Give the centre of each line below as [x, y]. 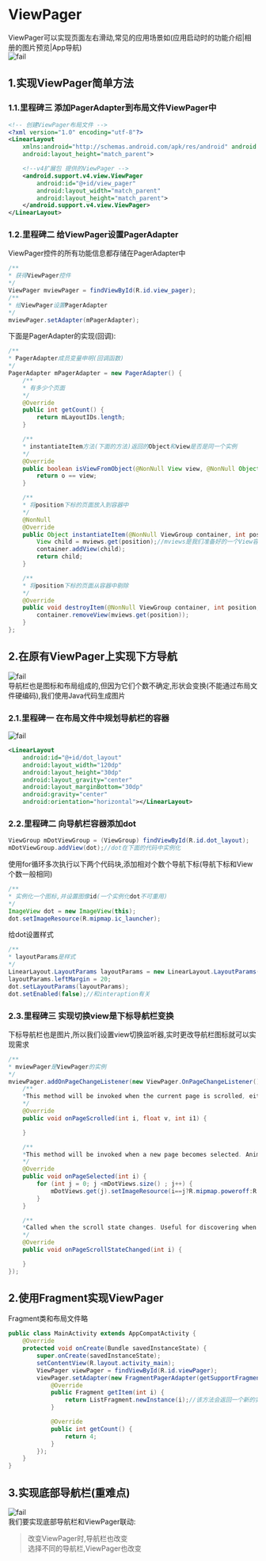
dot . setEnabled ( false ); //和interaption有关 [79, 994]
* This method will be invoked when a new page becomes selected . [133, 1154]
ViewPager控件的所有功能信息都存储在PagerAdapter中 [97, 253]
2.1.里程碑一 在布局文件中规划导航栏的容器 [89, 717]
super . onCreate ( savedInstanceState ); [99, 1356]
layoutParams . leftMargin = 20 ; [60, 979]
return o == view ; [67, 476]
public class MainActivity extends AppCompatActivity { [102, 1333]
